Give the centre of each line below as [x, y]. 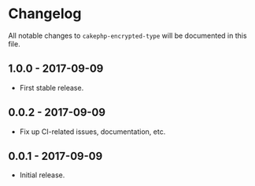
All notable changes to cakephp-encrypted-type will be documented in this [128, 35]
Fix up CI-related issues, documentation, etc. [92, 132]
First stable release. [52, 87]
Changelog [45, 14]
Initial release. [42, 175]
